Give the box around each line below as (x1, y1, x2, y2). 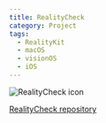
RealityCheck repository (9, 104, 97, 114)
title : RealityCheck (9, 12, 86, 22)
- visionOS (17, 54, 57, 63)
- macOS (17, 46, 46, 55)
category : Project (9, 21, 77, 30)
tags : (9, 29, 29, 38)
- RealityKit (17, 37, 65, 47)
